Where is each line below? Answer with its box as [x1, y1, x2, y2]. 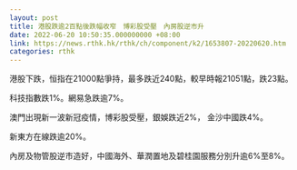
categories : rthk [9, 47, 75, 56]
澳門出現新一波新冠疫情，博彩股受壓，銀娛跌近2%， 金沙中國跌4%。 [9, 112, 269, 123]
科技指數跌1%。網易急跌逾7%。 [9, 93, 129, 104]
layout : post [9, 13, 59, 23]
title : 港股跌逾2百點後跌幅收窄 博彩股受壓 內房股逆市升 [9, 22, 204, 31]
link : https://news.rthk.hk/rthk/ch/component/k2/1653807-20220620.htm [9, 38, 286, 48]
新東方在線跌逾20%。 [9, 131, 92, 142]
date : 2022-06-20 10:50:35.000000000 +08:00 [9, 30, 181, 39]
